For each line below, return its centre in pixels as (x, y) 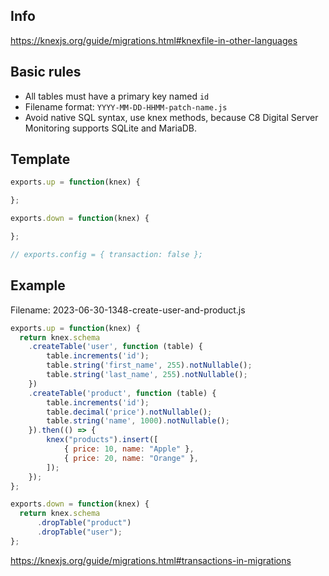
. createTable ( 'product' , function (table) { (122, 393)
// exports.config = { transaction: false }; (106, 254)
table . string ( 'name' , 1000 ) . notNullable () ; (138, 421)
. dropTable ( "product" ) (84, 523)
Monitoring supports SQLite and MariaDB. (111, 128)
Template (40, 159)
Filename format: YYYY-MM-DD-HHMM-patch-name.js (126, 106)
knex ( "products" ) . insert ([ (102, 440)
